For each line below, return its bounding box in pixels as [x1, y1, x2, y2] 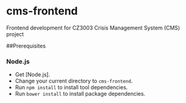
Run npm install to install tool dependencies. [14, 84, 128, 91]
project [6, 30, 24, 37]
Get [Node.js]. [14, 71, 50, 78]
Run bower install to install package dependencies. [14, 90, 146, 98]
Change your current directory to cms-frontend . [14, 77, 133, 85]
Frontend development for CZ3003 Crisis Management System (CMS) [6, 24, 180, 31]
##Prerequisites [6, 42, 46, 49]
